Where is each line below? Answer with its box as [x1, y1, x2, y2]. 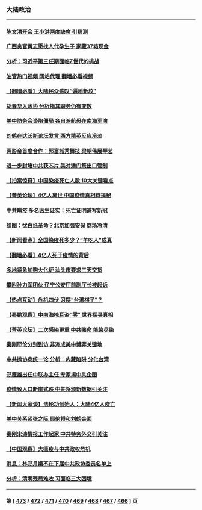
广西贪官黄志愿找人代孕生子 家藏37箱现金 [6, 43, 109, 50]
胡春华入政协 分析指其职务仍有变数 [6, 102, 92, 110]
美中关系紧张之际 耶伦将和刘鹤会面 [6, 415, 92, 423]
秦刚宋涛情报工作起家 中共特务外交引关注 [6, 430, 108, 437]
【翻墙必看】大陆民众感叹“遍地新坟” [6, 87, 97, 95]
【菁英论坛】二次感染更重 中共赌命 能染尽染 [6, 326, 114, 333]
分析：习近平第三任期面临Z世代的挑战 [6, 58, 100, 65]
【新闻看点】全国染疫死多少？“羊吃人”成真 [6, 237, 112, 244]
